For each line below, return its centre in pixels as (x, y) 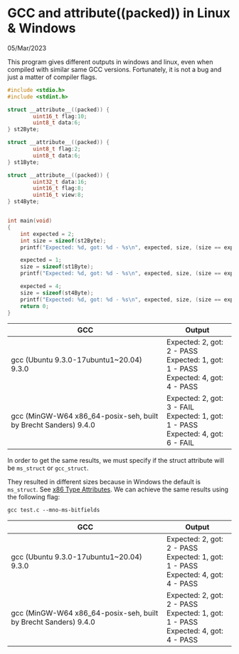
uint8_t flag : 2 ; (57, 149)
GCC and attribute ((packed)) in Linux (119, 13)
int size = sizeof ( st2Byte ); (63, 240)
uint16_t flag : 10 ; (60, 116)
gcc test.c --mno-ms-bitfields (54, 510)
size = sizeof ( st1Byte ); (57, 267)
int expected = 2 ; (47, 234)
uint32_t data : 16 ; (60, 182)
